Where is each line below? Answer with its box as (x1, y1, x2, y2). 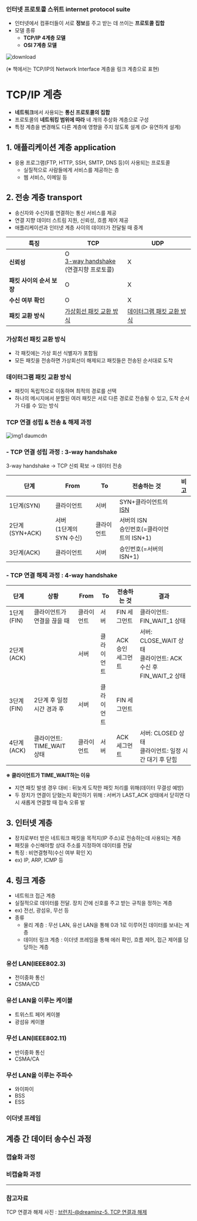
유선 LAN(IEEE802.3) (6, 959, 66, 967)
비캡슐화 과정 (6, 1170, 41, 1179)
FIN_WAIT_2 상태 (140, 672, 186, 680)
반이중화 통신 (14, 1048, 45, 1055)
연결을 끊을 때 (33, 617, 70, 625)
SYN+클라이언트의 (119, 498, 168, 506)
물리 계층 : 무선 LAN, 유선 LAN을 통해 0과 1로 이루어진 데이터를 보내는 (23, 921, 184, 929)
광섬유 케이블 (14, 1018, 45, 1025)
